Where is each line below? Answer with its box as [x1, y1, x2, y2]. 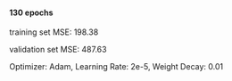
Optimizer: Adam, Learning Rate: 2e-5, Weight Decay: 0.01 [9, 61, 224, 72]
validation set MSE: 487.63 [9, 45, 107, 55]
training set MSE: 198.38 [9, 27, 99, 37]
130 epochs [9, 7, 54, 18]
